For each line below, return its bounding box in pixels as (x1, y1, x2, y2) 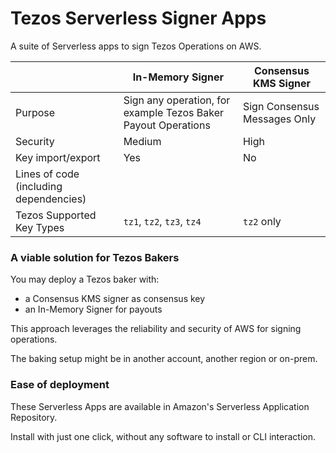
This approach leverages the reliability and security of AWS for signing (10, 323, 302, 335)
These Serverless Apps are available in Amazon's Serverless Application (10, 400, 310, 412)
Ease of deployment (10, 378, 110, 392)
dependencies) (15, 192, 87, 206)
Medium (123, 134, 162, 148)
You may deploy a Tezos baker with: (10, 273, 160, 286)
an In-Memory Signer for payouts (24, 303, 163, 316)
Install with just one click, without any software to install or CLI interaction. (10, 430, 316, 442)
